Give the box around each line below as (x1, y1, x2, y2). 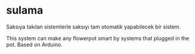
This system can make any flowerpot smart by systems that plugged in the (6, 34, 190, 42)
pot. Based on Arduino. (6, 41, 63, 48)
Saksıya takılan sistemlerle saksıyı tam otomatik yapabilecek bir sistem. (6, 23, 181, 30)
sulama (6, 4, 44, 17)
